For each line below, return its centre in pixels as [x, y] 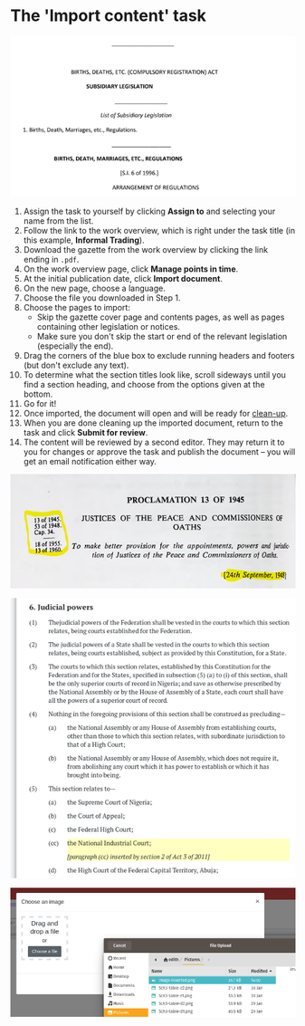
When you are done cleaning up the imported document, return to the [153, 423]
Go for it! [40, 404]
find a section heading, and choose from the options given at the [144, 385]
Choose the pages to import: [76, 308]
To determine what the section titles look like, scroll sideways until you [154, 375]
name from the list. [58, 221]
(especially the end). [75, 346]
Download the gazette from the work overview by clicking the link [146, 250]
